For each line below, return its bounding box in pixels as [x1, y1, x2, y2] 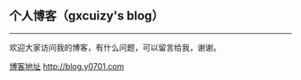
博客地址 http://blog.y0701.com [9, 60, 125, 71]
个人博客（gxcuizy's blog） [9, 8, 164, 24]
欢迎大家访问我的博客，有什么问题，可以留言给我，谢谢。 [9, 42, 221, 52]
